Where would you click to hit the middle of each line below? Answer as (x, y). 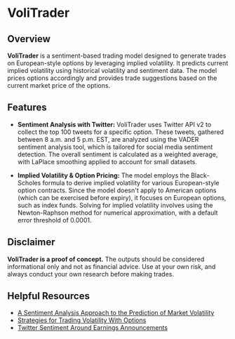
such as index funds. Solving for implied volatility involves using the (115, 205)
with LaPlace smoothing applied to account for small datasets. (107, 161)
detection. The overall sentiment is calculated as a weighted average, (117, 154)
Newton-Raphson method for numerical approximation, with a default (117, 213)
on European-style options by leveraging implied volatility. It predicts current (118, 63)
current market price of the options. (59, 85)
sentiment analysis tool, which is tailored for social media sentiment (115, 147)
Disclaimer (31, 242)
